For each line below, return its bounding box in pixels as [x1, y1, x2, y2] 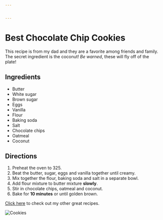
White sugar [12, 91, 37, 97]
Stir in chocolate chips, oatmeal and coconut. [12, 186, 103, 192]
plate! [5, 59, 17, 65]
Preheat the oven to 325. [12, 165, 62, 171]
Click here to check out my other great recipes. [5, 200, 100, 206]
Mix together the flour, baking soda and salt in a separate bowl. [12, 176, 139, 181]
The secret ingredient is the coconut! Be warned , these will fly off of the [5, 53, 149, 59]
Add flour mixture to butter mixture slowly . [12, 180, 98, 186]
